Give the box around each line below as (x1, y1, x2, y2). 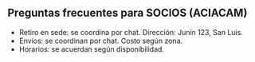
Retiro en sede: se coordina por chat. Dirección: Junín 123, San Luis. (18, 27, 244, 37)
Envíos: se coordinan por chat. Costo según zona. (18, 36, 183, 45)
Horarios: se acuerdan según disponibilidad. (18, 44, 165, 54)
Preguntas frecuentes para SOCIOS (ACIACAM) (7, 6, 248, 20)
